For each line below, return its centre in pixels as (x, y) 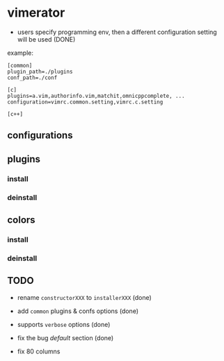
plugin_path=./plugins (40, 72)
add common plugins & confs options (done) (78, 311)
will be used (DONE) (46, 39)
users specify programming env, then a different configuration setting (117, 32)
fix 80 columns (39, 351)
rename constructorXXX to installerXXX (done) (84, 297)
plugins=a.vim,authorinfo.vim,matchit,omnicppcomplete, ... (96, 96)
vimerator (36, 13)
